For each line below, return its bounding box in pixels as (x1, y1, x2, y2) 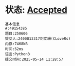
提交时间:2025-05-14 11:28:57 (5, 57, 63, 62)
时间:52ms (5, 47, 23, 51)
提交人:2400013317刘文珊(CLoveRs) (5, 36, 71, 41)
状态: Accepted (5, 4, 67, 16)
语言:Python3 (5, 51, 30, 56)
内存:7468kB (5, 41, 28, 46)
